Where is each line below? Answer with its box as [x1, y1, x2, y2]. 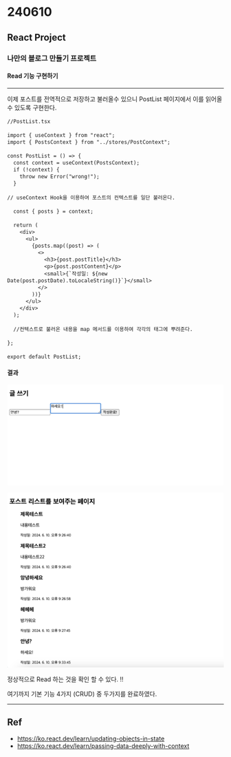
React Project [7, 32, 67, 43]
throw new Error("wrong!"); [19, 173, 100, 180]
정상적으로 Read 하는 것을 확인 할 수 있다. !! [7, 675, 124, 683]
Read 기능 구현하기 [7, 72, 58, 80]
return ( [13, 222, 38, 228]
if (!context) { [13, 166, 60, 173]
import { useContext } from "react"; [7, 131, 115, 138]
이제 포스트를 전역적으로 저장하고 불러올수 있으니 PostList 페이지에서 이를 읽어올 [7, 94, 223, 103]
